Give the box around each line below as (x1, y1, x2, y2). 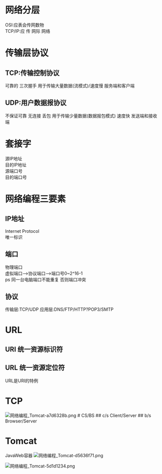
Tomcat (5, 435, 37, 447)
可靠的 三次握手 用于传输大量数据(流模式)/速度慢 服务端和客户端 (5, 82, 135, 88)
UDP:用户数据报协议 (5, 99, 67, 107)
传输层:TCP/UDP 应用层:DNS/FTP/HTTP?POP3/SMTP (5, 306, 114, 313)
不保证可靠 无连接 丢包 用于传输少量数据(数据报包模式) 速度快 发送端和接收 (5, 113, 157, 119)
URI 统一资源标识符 (5, 345, 63, 353)
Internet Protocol (5, 228, 40, 234)
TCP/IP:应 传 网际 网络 (5, 28, 50, 34)
